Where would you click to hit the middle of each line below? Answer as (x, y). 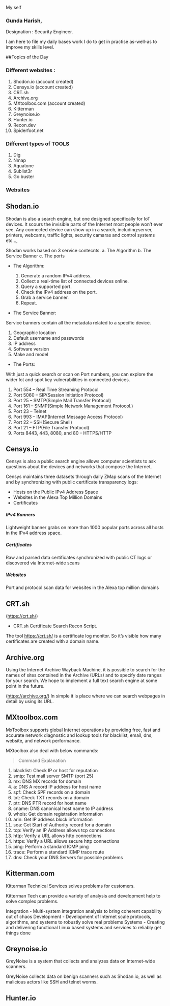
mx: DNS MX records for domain (47, 781)
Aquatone (23, 165)
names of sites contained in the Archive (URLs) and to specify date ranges (84, 675)
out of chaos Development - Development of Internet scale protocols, (79, 916)
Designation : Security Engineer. (39, 32)
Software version (31, 349)
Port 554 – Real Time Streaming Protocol (56, 389)
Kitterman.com (30, 874)
